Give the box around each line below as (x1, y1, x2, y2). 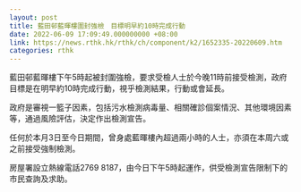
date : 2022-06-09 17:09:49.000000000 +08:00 (9, 29, 178, 38)
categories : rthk (9, 46, 74, 55)
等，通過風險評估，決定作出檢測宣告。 (9, 113, 150, 124)
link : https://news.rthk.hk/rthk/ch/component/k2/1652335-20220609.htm (9, 38, 282, 47)
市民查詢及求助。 (9, 173, 73, 184)
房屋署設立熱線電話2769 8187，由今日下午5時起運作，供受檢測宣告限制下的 (9, 163, 288, 173)
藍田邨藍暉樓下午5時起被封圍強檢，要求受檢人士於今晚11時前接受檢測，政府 (9, 72, 288, 83)
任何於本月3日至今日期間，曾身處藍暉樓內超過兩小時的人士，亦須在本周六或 (9, 132, 289, 143)
